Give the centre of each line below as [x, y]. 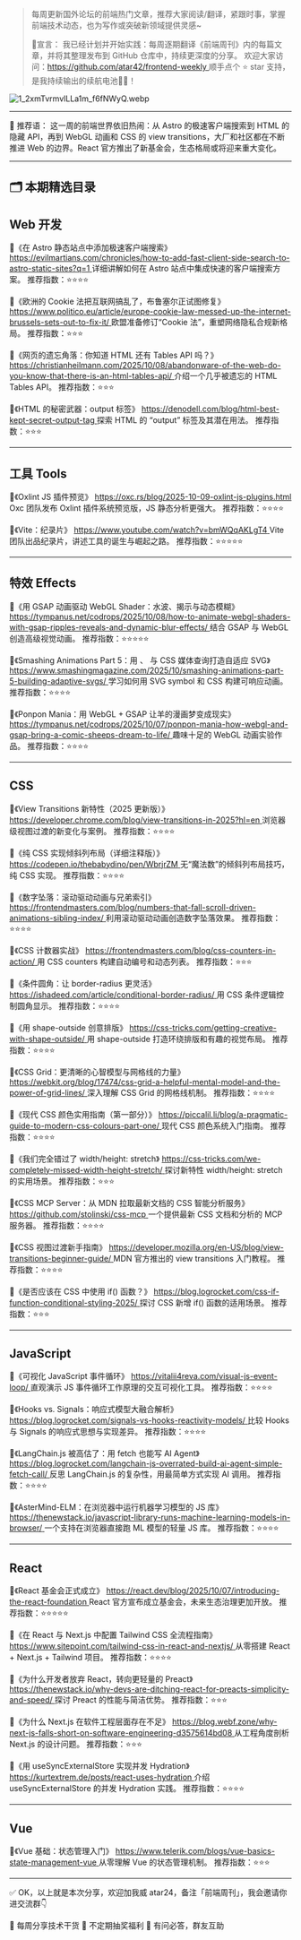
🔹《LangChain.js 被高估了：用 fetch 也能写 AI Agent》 [104, 1453]
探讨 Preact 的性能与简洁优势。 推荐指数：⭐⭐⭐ [142, 1700]
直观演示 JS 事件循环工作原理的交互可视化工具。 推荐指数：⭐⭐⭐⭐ [151, 1387]
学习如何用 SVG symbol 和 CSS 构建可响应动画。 [198, 681]
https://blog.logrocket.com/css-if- [216, 1291]
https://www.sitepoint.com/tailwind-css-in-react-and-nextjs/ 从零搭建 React [150, 1646]
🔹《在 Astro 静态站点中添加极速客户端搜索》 [91, 248]
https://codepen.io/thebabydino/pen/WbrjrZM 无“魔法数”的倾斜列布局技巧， [149, 864]
